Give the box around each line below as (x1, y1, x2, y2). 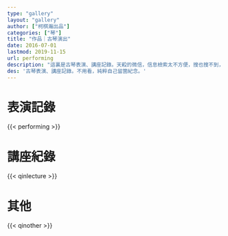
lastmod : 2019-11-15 (7, 49, 67, 56)
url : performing (7, 55, 54, 62)
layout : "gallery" (7, 17, 60, 23)
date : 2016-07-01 (7, 42, 57, 49)
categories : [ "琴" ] (7, 29, 62, 36)
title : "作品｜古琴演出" (7, 36, 71, 43)
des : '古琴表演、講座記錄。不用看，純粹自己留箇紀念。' (7, 67, 146, 74)
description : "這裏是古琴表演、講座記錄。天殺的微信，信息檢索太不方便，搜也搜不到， (7, 61, 225, 68)
